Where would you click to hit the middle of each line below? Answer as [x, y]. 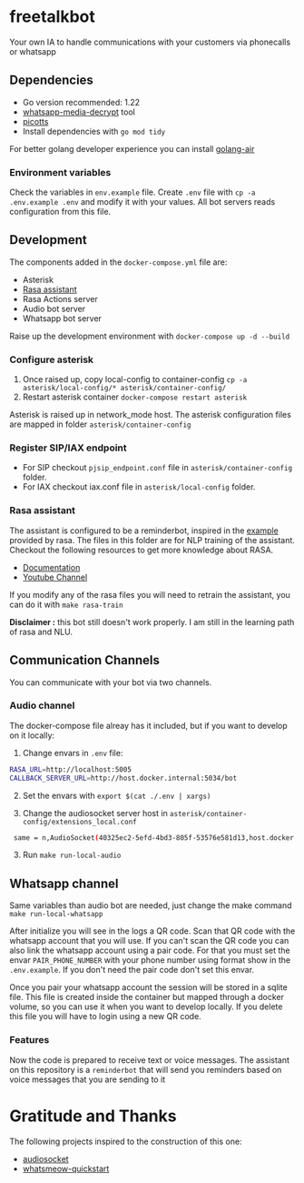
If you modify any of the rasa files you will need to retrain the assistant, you [150, 594]
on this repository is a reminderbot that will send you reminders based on [146, 1069]
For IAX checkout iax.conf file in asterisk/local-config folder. [139, 487]
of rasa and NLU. [41, 632]
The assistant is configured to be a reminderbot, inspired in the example [144, 531]
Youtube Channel [55, 577]
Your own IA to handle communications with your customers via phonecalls [150, 42]
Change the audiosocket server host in [95, 813]
